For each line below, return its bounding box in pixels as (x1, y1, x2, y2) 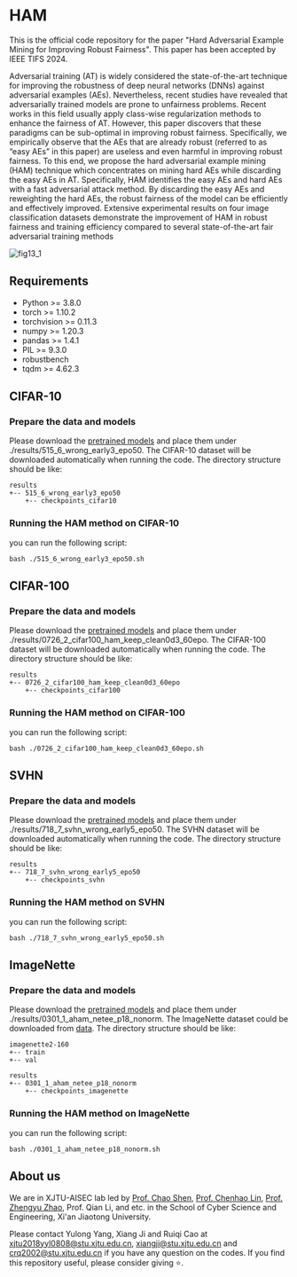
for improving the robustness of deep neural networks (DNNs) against (9, 80, 265, 90)
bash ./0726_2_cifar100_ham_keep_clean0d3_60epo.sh (9, 744, 204, 753)
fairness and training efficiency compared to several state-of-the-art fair (9, 221, 274, 231)
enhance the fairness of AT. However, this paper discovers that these (9, 117, 262, 129)
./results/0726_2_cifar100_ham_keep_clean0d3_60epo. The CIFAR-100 (9, 635, 266, 646)
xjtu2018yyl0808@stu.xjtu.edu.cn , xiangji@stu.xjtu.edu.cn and (9, 1238, 238, 1249)
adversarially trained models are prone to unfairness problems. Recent (9, 98, 267, 109)
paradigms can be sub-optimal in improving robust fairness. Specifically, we (9, 127, 288, 137)
